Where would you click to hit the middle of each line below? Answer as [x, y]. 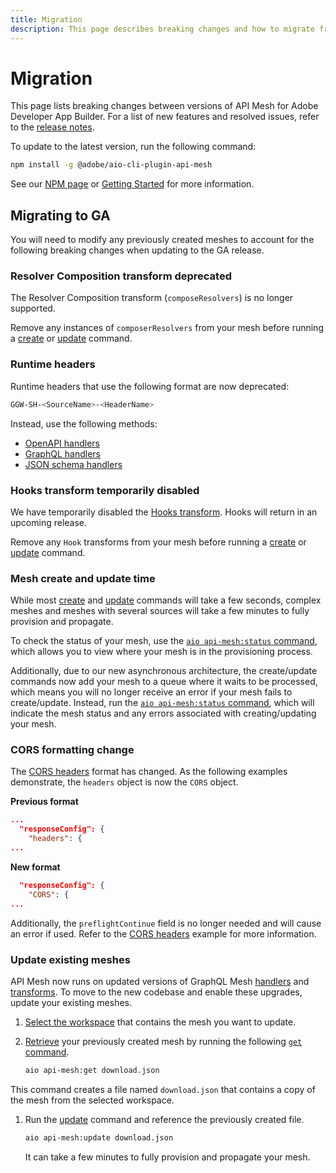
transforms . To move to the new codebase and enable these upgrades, [156, 992]
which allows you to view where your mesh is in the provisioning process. [161, 652]
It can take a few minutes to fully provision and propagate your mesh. [167, 1157]
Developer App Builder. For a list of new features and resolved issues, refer [165, 117]
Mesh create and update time [83, 578]
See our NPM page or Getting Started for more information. [132, 184]
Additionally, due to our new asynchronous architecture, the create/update [164, 671]
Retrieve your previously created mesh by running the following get [163, 1041]
